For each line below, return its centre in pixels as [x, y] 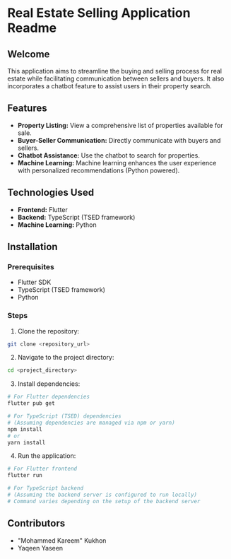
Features [27, 108]
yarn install [26, 442]
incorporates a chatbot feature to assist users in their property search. [109, 86]
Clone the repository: [48, 331]
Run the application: [47, 456]
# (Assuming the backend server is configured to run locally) [102, 495]
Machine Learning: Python [57, 225]
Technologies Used [51, 193]
